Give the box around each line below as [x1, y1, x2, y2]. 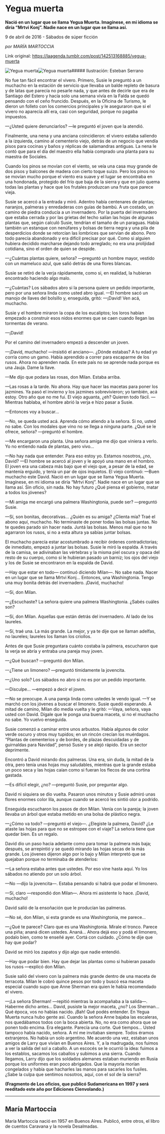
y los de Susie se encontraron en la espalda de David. [5, 559, 114, 565]
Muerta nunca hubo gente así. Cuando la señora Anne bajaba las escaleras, [5, 1014, 159, 1020]
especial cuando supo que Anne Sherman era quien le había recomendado [5, 983, 157, 990]
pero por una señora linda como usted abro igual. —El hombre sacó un [5, 290, 148, 296]
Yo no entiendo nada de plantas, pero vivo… [5, 443, 94, 449]
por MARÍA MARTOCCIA [5, 43, 55, 49]
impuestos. [5, 113, 28, 119]
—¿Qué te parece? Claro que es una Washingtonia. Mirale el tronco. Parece [5, 924, 158, 930]
